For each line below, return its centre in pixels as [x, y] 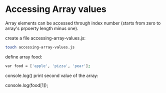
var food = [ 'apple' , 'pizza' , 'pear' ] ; [48, 66]
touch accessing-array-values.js [40, 47]
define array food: [24, 56]
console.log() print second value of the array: [52, 75]
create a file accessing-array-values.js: [45, 38]
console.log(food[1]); [27, 85]
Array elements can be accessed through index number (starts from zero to [83, 23]
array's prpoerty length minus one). [42, 28]
